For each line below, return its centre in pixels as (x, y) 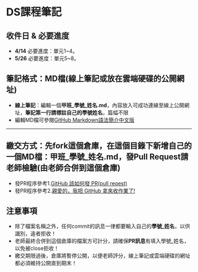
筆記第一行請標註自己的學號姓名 (64, 112)
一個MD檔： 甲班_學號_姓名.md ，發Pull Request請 (97, 157)
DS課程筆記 (34, 12)
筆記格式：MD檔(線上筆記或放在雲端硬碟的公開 (91, 79)
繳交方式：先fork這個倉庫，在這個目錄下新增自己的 (99, 146)
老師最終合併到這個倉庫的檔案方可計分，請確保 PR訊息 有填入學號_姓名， (102, 241)
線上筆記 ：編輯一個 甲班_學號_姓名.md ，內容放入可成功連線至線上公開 (99, 105)
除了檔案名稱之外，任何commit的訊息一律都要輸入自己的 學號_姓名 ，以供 (102, 226)
